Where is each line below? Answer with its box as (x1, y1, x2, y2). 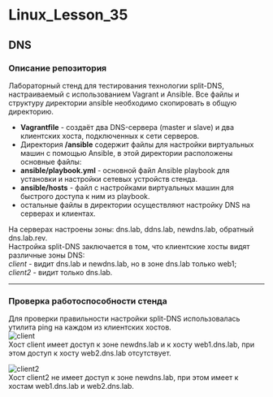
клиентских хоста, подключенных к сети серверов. (19, 131, 200, 140)
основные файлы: (19, 157, 82, 166)
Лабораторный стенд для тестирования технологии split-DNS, (8, 80, 225, 90)
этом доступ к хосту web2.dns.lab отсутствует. (8, 348, 172, 358)
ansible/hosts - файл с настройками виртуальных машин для (19, 183, 234, 192)
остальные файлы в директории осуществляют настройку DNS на (19, 200, 250, 209)
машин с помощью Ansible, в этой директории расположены (19, 148, 233, 158)
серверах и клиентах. (19, 209, 96, 218)
